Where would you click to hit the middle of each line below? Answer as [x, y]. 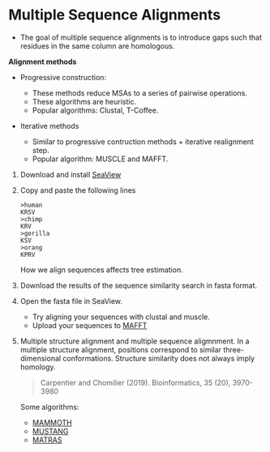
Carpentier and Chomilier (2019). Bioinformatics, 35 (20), [135, 382]
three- [234, 349]
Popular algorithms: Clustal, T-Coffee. [95, 110]
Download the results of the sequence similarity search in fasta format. [139, 285]
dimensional [41, 358]
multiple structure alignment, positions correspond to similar [120, 349]
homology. [38, 367]
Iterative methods [49, 126]
